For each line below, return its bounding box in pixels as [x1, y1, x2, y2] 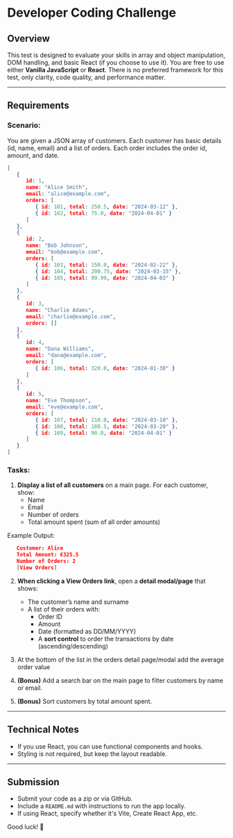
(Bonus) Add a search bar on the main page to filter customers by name [17, 676, 224, 684]
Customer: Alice [16, 545, 64, 552]
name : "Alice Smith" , [25, 184, 89, 191]
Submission [7, 776, 60, 788]
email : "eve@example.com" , [25, 404, 104, 411]
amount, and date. [7, 151, 60, 159]
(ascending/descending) [37, 641, 109, 650]
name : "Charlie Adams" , [25, 306, 95, 313]
